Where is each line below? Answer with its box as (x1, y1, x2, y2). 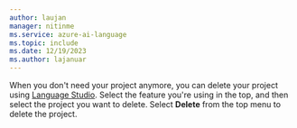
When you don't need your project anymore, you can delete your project (9, 80, 278, 90)
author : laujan (9, 13, 67, 23)
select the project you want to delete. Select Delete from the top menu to (9, 99, 282, 109)
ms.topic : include (9, 38, 79, 48)
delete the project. (9, 109, 78, 119)
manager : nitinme (9, 22, 75, 31)
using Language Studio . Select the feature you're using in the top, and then (9, 89, 289, 100)
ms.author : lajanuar (9, 55, 88, 64)
